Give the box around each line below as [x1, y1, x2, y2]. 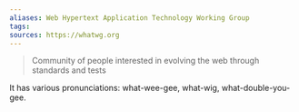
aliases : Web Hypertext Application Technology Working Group [9, 13, 250, 23]
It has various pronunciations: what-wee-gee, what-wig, [9, 83, 220, 94]
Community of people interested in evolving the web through [31, 56, 260, 66]
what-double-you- [221, 83, 291, 94]
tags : [9, 22, 30, 31]
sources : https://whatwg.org [9, 30, 120, 39]
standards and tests [31, 65, 106, 76]
